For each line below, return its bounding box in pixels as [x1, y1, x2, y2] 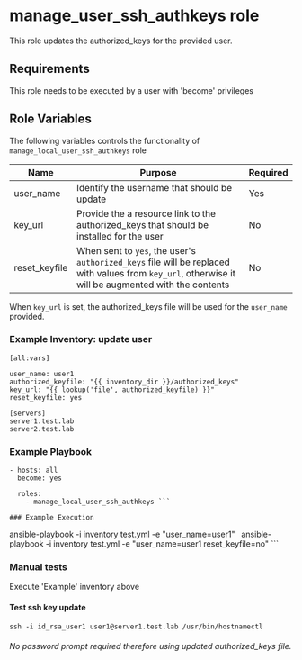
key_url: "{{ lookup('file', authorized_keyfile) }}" [9, 384, 216, 394]
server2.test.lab [9, 424, 75, 433]
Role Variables [9, 112, 92, 127]
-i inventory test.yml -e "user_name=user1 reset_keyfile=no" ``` [45, 538, 279, 549]
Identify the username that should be [75, 181, 232, 194]
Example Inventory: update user [9, 333, 153, 346]
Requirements [9, 61, 90, 77]
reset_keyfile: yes [9, 393, 83, 402]
